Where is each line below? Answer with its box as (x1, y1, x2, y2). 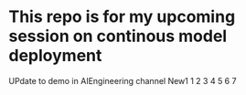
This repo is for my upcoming (8, 6, 236, 27)
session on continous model (8, 26, 228, 47)
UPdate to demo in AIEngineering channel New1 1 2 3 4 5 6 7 (8, 75, 237, 86)
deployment (8, 46, 102, 66)
